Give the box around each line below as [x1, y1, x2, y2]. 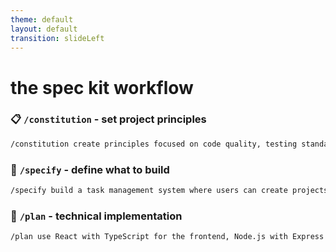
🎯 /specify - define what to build [10, 162, 170, 176]
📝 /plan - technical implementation [10, 209, 183, 223]
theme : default [10, 14, 74, 25]
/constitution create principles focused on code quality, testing [10, 139, 298, 149]
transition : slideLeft [10, 33, 105, 43]
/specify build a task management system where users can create [10, 186, 288, 196]
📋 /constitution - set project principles [10, 112, 207, 126]
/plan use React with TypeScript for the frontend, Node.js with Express [10, 232, 325, 242]
